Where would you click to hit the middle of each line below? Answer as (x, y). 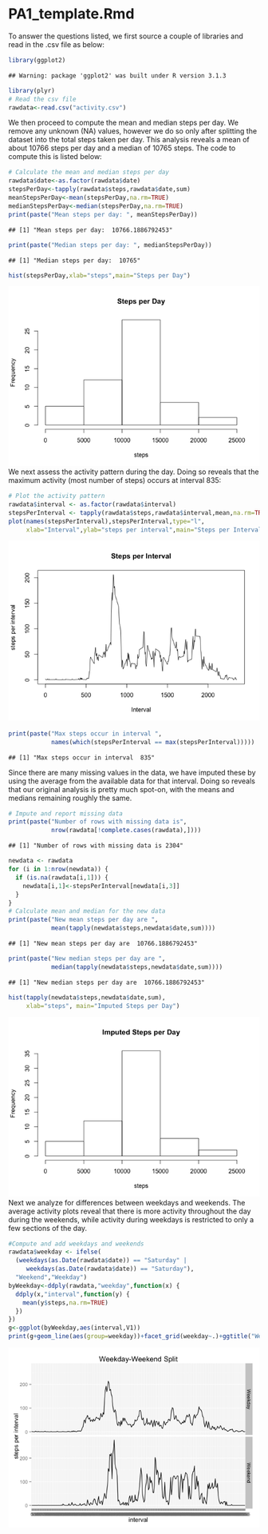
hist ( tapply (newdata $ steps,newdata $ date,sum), (87, 997)
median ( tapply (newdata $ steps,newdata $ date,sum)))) (137, 967)
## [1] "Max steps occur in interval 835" (82, 757)
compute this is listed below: (55, 157)
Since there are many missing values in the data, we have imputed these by (132, 772)
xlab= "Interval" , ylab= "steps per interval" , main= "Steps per (128, 530)
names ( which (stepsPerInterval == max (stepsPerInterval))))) (153, 742)
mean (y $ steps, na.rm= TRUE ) (66, 1303)
